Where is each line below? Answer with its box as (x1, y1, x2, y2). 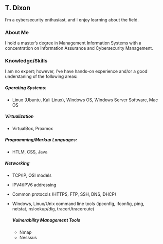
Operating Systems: (5, 85, 47, 91)
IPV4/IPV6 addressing (12, 182, 56, 188)
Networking (5, 160, 30, 166)
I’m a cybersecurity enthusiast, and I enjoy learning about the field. (5, 17, 139, 22)
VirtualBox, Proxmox (12, 126, 53, 131)
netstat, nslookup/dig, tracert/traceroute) (12, 206, 95, 212)
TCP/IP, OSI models (12, 172, 52, 178)
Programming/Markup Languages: (5, 136, 77, 143)
